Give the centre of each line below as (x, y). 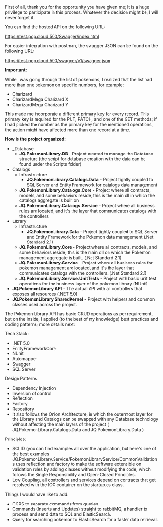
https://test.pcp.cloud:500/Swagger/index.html (52, 36)
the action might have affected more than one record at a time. (68, 130)
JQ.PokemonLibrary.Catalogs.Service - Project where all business (87, 206)
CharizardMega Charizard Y (40, 104)
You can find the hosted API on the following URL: (55, 27)
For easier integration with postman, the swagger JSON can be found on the (81, 46)
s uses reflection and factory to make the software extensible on (77, 464)
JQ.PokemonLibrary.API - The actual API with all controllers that (77, 289)
